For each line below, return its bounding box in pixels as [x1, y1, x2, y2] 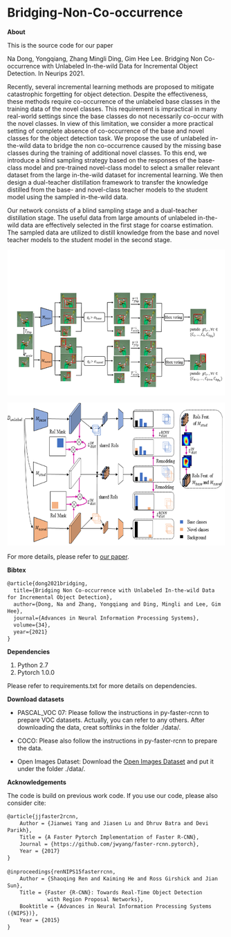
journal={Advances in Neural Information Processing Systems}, [13, 614, 199, 622]
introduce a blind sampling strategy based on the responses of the [7, 156, 197, 164]
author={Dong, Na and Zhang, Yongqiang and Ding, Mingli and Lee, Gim [13, 600, 221, 608]
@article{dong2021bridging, [7, 579, 89, 587]
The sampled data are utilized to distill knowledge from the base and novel [7, 228, 219, 236]
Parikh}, [7, 826, 33, 834]
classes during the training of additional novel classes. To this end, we [7, 149, 207, 157]
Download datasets [7, 695, 64, 703]
